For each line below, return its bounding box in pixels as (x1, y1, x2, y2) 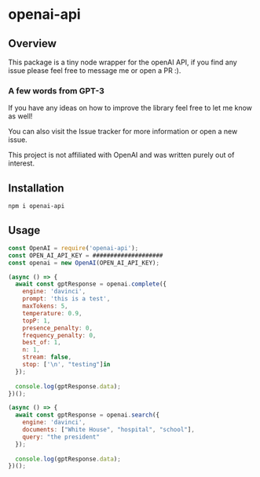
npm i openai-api (8, 202, 65, 210)
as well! (8, 111, 33, 121)
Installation (8, 181, 64, 195)
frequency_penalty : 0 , (22, 331, 97, 339)
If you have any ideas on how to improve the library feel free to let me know (8, 104, 253, 113)
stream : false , (22, 353, 72, 362)
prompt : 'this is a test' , (22, 295, 111, 303)
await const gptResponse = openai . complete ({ (15, 280, 167, 288)
